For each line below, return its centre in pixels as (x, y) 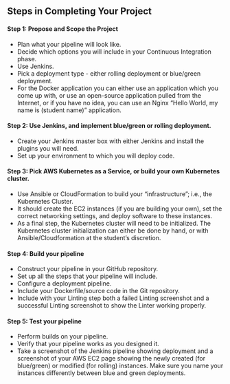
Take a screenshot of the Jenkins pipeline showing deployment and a (115, 351)
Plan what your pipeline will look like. (69, 44)
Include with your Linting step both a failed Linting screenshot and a (113, 298)
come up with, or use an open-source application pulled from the (109, 95)
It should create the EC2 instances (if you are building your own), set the (119, 209)
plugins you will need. (48, 148)
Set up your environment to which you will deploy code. (96, 156)
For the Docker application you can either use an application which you (117, 88)
